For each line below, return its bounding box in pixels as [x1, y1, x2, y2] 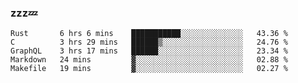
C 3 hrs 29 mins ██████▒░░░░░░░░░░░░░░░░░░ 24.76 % [10, 37, 288, 48]
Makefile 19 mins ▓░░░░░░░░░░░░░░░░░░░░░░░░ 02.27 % [10, 64, 288, 74]
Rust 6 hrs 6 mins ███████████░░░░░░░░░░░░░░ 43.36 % [10, 29, 288, 39]
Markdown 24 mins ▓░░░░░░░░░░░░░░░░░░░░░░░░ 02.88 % [10, 55, 288, 65]
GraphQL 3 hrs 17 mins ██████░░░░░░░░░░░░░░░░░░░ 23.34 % [10, 46, 288, 56]
